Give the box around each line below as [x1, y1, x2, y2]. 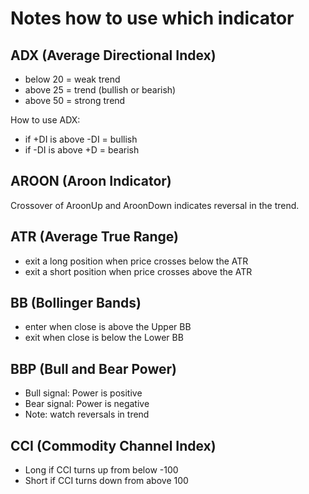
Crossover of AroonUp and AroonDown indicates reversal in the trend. [10, 199, 300, 211]
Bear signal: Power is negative [24, 398, 150, 410]
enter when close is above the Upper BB [24, 321, 192, 333]
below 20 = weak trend [24, 73, 121, 85]
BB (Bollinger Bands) [10, 295, 142, 312]
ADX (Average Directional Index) [10, 47, 217, 64]
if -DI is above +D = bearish [24, 144, 140, 156]
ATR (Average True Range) [10, 228, 180, 246]
